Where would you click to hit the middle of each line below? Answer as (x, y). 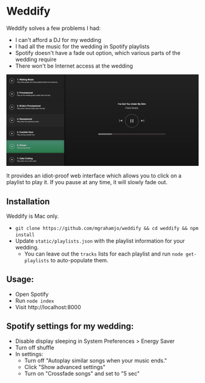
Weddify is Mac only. (33, 216)
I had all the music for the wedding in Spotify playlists (82, 46)
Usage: (20, 280)
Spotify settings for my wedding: (70, 327)
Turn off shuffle (35, 347)
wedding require (36, 59)
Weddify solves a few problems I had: (54, 28)
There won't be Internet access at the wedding (74, 66)
